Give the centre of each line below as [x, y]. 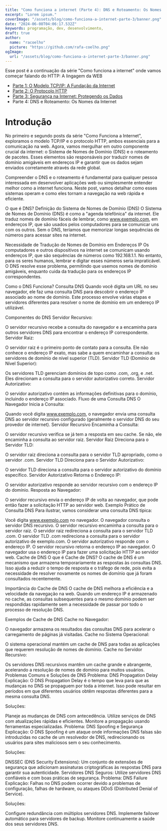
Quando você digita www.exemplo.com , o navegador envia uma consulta [80, 414]
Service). [14, 794]
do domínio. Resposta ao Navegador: [43, 490]
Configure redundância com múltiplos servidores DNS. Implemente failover [82, 813]
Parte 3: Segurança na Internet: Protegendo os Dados [68, 96]
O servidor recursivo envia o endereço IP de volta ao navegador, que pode [82, 500]
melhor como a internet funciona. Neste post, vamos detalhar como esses [81, 188]
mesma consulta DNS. [28, 697]
